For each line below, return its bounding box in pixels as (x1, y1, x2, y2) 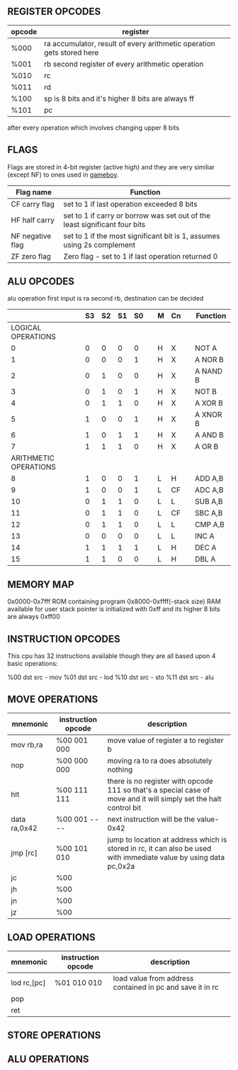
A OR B (194, 442, 219, 452)
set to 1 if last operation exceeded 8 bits (63, 199, 198, 208)
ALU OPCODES (7, 276, 75, 288)
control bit (107, 803, 142, 813)
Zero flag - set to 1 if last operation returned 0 (63, 251, 218, 261)
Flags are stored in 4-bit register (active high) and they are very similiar (7, 162, 215, 171)
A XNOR (194, 410, 222, 420)
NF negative (11, 230, 52, 240)
